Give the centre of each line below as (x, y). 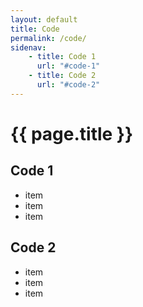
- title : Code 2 (62, 76)
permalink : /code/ (48, 38)
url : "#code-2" (68, 85)
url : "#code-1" (68, 66)
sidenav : (28, 47)
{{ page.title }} (72, 133)
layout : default (44, 19)
